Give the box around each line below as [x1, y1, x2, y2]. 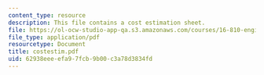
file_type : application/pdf [8, 33, 101, 41]
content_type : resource [8, 11, 86, 20]
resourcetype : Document [8, 41, 86, 48]
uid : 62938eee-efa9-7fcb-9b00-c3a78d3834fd [8, 55, 153, 63]
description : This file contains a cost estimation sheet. [8, 19, 206, 27]
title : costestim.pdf [8, 48, 79, 55]
